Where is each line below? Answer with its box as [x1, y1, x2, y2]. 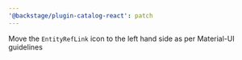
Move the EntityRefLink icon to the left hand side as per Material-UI [8, 34, 236, 43]
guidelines [8, 42, 43, 52]
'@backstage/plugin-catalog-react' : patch [8, 11, 153, 20]
